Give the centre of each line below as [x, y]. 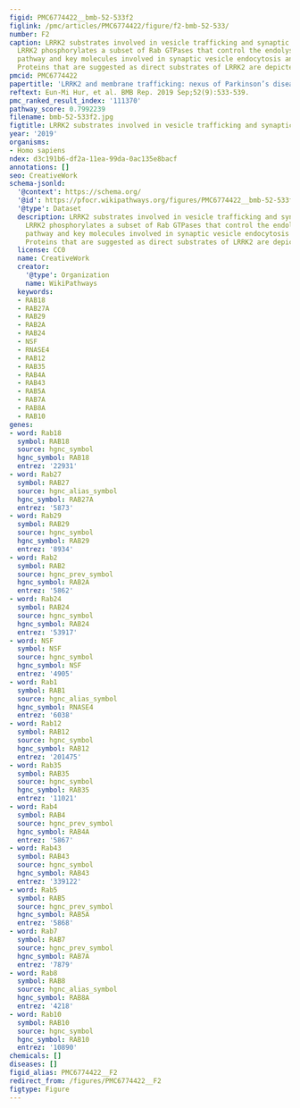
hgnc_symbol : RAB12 [54, 748]
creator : [33, 267]
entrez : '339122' [50, 881]
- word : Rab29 [36, 516]
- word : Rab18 [36, 433]
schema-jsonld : [37, 184]
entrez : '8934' [46, 549]
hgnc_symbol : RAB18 [54, 458]
